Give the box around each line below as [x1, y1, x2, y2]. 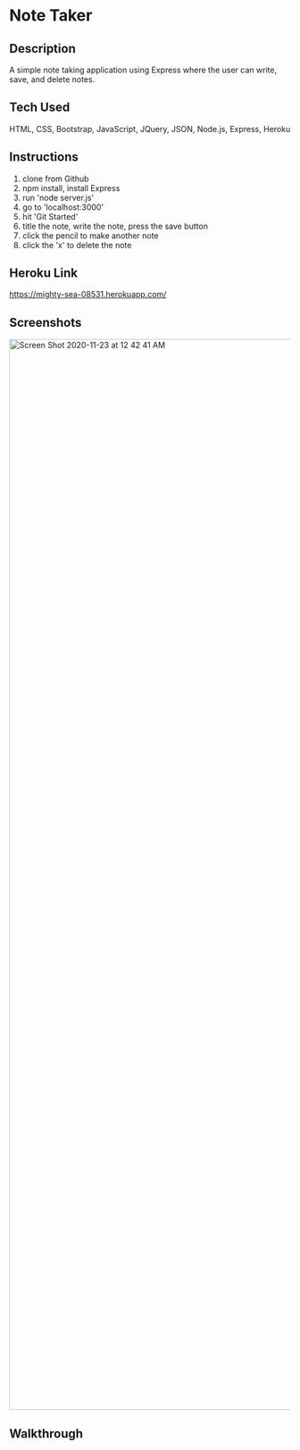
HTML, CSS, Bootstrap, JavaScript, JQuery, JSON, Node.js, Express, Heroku [9, 123, 291, 134]
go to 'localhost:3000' [21, 202, 104, 212]
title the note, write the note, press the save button [21, 221, 208, 231]
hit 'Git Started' [21, 211, 79, 221]
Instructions [9, 149, 79, 165]
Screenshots [9, 314, 82, 330]
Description [9, 41, 76, 56]
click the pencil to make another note [21, 229, 159, 241]
